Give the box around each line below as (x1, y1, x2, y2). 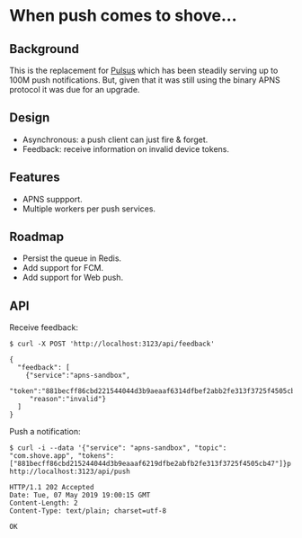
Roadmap (9, 229, 65, 245)
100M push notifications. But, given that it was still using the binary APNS (9, 75, 280, 85)
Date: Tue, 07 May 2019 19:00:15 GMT (9, 491, 151, 500)
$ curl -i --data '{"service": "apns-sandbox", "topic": (9, 444, 227, 453)
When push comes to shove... (9, 5, 237, 26)
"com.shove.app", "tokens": (9, 452, 115, 461)
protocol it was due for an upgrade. (9, 85, 140, 94)
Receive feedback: (9, 322, 79, 333)
